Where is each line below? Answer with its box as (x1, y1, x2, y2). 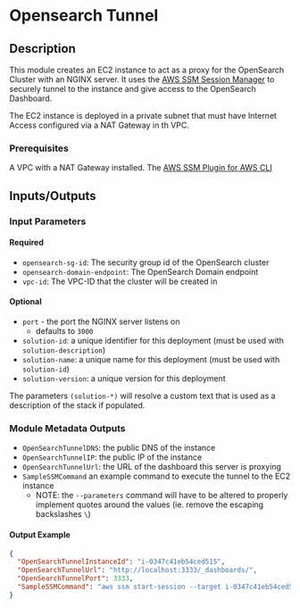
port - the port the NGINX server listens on (21, 316, 180, 327)
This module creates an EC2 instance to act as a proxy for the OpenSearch (9, 64, 285, 75)
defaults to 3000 (35, 326, 94, 337)
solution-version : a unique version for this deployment (21, 373, 226, 384)
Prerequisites (9, 142, 69, 154)
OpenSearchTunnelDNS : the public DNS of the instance (21, 443, 216, 454)
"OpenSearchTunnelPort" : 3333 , (17, 574, 134, 583)
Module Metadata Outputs (9, 421, 126, 434)
